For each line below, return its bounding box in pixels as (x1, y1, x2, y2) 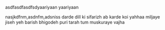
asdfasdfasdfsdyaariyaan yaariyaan (5, 4, 79, 10)
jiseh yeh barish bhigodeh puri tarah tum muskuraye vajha (5, 19, 125, 25)
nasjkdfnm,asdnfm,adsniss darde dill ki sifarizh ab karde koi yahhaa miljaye (5, 14, 160, 19)
